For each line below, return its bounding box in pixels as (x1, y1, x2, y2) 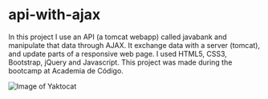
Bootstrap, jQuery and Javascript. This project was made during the (8, 57, 233, 67)
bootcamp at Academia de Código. (8, 65, 124, 75)
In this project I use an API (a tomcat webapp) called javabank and (8, 32, 227, 42)
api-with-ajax (8, 6, 101, 24)
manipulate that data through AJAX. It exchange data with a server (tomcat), (8, 40, 261, 49)
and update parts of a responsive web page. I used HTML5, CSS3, (8, 49, 227, 58)
